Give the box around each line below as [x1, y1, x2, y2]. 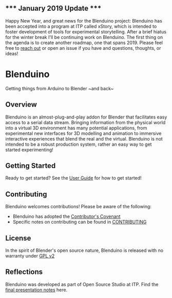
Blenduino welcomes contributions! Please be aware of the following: [5, 204, 151, 210]
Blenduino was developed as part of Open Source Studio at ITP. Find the [5, 281, 159, 287]
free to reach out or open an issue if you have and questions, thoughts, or [5, 45, 161, 51]
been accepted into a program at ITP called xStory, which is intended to [5, 23, 157, 29]
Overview [5, 100, 37, 109]
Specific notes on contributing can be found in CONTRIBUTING [12, 219, 147, 225]
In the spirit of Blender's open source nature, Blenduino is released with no [5, 247, 163, 253]
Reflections [5, 268, 43, 276]
